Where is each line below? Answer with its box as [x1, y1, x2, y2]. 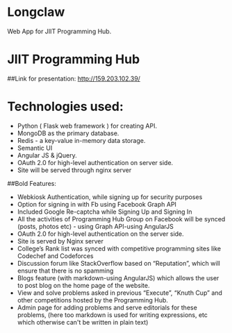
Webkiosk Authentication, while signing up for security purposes [17, 192, 203, 201]
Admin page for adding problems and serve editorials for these [17, 303, 198, 311]
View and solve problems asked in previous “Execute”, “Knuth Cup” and [17, 289, 222, 297]
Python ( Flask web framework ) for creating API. [17, 121, 158, 130]
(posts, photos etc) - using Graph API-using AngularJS [17, 222, 174, 230]
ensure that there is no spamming [17, 266, 114, 275]
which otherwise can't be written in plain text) [17, 318, 149, 326]
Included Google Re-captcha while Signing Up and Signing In [17, 207, 192, 216]
